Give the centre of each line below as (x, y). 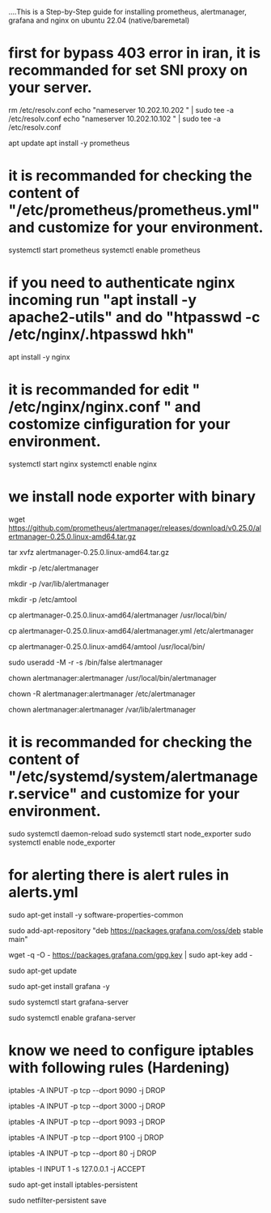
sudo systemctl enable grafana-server (72, 1017)
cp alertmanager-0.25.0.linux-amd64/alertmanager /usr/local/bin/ (118, 615)
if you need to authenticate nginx (122, 283)
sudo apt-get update (42, 970)
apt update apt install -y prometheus (69, 143)
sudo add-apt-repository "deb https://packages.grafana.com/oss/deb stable (136, 930)
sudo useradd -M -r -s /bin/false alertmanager (86, 662)
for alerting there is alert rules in (119, 875)
